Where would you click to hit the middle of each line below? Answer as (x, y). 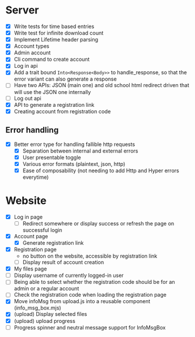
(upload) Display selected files (51, 314)
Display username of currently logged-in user (69, 276)
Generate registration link (53, 242)
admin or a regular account (46, 289)
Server (22, 10)
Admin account (32, 53)
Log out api (27, 98)
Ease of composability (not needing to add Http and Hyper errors (101, 171)
